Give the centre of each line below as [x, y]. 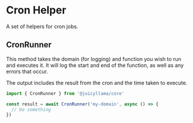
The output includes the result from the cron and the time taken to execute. [97, 83]
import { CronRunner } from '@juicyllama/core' [65, 93]
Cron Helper [36, 10]
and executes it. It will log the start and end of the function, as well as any [95, 65]
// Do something [31, 110]
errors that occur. [27, 71]
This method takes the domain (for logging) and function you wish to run [94, 59]
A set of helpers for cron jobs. [42, 26]
